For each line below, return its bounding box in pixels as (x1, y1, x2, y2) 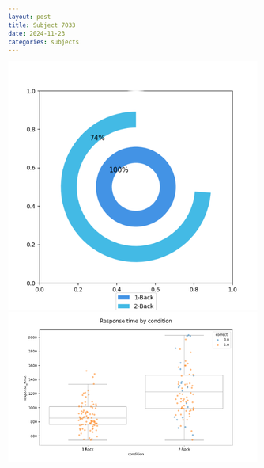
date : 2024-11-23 (8, 29, 66, 37)
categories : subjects (8, 38, 80, 46)
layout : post (8, 13, 51, 21)
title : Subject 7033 (8, 21, 77, 29)
